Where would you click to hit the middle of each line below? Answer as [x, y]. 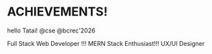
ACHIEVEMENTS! [57, 12]
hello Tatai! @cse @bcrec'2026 [51, 30]
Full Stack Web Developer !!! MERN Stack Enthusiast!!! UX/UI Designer [106, 43]
